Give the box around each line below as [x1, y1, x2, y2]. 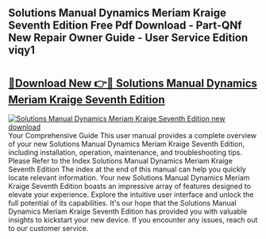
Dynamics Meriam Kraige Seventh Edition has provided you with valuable [8, 206, 248, 216]
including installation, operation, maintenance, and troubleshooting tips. [8, 148, 242, 157]
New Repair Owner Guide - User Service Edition [8, 31, 249, 44]
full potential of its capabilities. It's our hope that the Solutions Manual [8, 199, 237, 207]
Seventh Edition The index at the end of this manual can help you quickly [8, 164, 246, 174]
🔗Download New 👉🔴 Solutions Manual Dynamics [8, 76, 258, 90]
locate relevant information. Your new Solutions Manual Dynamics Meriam [8, 173, 250, 182]
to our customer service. [8, 224, 89, 233]
